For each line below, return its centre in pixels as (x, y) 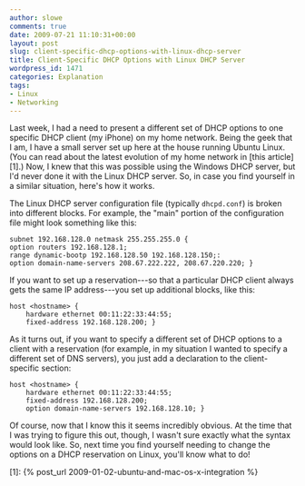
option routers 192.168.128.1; (69, 248)
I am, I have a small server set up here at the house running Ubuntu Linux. (148, 147)
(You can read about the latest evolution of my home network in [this (138, 157)
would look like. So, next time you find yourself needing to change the (140, 445)
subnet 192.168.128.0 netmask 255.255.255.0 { (99, 240)
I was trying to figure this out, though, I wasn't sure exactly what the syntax (150, 435)
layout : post (34, 43)
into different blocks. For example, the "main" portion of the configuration (147, 213)
